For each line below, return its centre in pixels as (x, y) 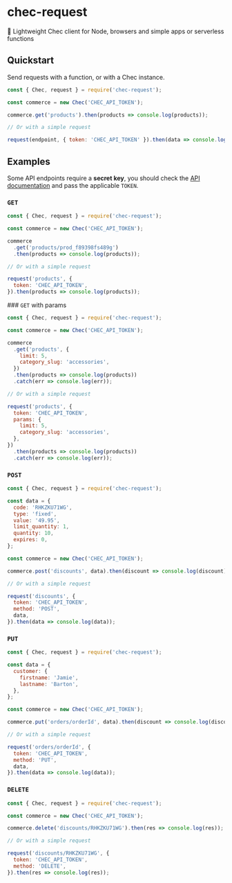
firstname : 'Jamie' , (49, 677)
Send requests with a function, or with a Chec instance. (86, 77)
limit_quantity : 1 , (41, 527)
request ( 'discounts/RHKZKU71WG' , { (58, 853)
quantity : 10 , (33, 533)
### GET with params (37, 305)
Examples (29, 161)
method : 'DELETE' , (40, 866)
